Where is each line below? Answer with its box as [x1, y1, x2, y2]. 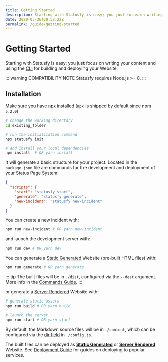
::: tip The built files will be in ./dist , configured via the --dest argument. [5, 274, 157, 280]
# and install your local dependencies [5, 146, 89, 151]
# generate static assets [5, 298, 59, 304]
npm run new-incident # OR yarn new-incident [5, 227, 102, 232]
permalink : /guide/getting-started [5, 21, 80, 27]
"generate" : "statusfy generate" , [14, 194, 87, 199]
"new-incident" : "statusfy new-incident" [14, 199, 102, 204]
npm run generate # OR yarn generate [5, 265, 85, 270]
